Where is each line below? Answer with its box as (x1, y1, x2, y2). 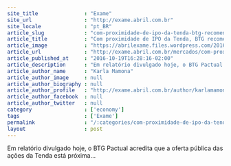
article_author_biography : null (7, 81, 103, 87)
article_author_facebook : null (7, 94, 103, 101)
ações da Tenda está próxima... (7, 152, 96, 160)
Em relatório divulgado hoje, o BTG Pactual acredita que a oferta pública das (7, 144, 223, 152)
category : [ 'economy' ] (7, 106, 125, 113)
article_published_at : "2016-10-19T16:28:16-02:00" (7, 55, 174, 62)
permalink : (7, 118, 88, 126)
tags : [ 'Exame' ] (7, 112, 118, 119)
